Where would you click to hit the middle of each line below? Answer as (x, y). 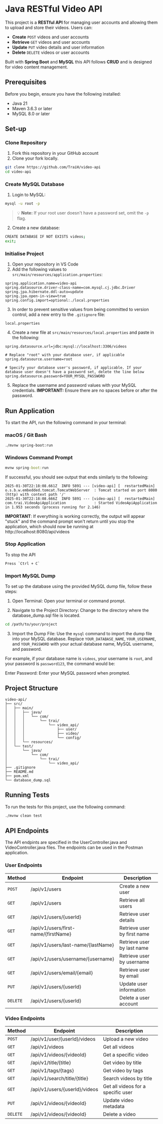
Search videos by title (127, 1078)
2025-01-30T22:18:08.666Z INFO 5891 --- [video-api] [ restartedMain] (80, 498)
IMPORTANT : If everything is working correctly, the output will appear (75, 516)
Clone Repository (26, 143)
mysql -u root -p (23, 204)
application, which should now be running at (49, 526)
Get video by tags (123, 1070)
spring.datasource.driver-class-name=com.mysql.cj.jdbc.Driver (70, 288)
